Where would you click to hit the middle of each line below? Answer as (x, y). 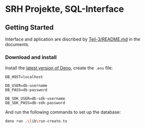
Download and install (31, 57)
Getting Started (29, 27)
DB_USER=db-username (26, 86)
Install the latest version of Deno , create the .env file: (59, 68)
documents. (17, 44)
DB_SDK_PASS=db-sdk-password (35, 103)
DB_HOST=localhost (24, 77)
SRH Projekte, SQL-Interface (65, 9)
